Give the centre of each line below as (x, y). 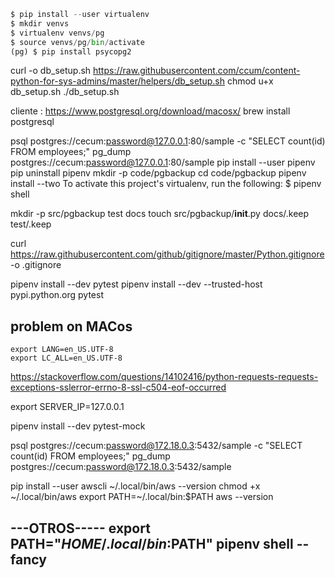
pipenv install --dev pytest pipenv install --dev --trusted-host (136, 284)
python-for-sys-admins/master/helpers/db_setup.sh (117, 81)
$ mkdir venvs (40, 23)
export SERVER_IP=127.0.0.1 (67, 407)
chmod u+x (250, 81)
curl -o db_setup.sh (51, 71)
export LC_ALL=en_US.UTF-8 (66, 358)
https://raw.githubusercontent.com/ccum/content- (197, 71)
